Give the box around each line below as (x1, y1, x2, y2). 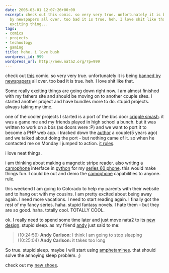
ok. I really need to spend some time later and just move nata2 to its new (5, 217, 155, 223)
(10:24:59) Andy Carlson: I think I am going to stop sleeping (17, 232, 142, 238)
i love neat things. (5, 150, 42, 156)
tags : (5, 26, 17, 31)
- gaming (5, 45, 24, 50)
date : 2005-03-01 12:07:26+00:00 (5, 7, 75, 13)
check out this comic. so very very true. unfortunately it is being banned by (5, 73, 161, 79)
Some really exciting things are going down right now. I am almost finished (5, 88, 159, 94)
